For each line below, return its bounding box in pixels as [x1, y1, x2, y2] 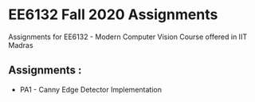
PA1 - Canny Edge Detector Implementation [19, 84, 162, 94]
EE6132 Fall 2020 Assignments [8, 6, 218, 24]
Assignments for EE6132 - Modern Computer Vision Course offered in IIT [8, 32, 248, 41]
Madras [8, 40, 33, 49]
